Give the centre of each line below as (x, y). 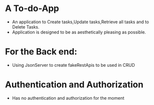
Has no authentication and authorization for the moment (68, 98)
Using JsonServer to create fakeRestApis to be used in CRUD (73, 65)
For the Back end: (41, 52)
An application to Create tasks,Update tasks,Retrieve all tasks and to (80, 22)
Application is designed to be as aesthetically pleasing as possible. (79, 32)
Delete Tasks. (26, 27)
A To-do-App (32, 8)
